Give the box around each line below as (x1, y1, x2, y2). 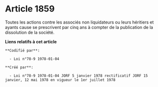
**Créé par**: (5, 65, 34, 70)
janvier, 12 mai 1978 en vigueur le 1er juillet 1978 (5, 77, 116, 82)
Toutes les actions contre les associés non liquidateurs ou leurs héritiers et (5, 19, 154, 25)
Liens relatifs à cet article (5, 38, 57, 44)
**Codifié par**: (5, 48, 40, 53)
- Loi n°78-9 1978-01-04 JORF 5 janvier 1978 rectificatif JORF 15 (9, 73, 148, 78)
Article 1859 (5, 3, 55, 14)
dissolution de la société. (5, 29, 55, 35)
